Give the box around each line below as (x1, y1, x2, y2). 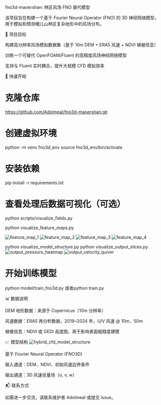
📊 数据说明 (5, 295, 28, 302)
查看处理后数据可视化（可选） (5, 199, 126, 209)
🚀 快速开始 (5, 73, 27, 79)
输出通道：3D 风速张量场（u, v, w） (5, 371, 77, 378)
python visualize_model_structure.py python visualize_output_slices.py (5, 243, 148, 250)
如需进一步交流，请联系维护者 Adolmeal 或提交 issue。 (5, 394, 116, 400)
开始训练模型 (5, 268, 57, 279)
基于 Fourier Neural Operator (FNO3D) (5, 351, 82, 357)
